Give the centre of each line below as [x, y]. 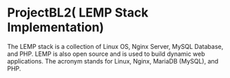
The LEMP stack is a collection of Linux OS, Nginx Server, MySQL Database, [115, 46]
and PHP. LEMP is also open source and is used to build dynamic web [106, 54]
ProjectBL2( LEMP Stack [78, 13]
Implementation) [56, 27]
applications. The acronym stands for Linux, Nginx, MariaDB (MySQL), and [113, 61]
